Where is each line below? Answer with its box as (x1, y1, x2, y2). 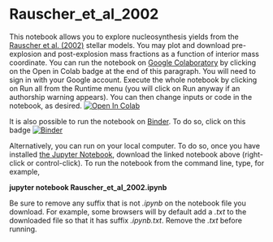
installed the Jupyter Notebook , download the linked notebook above (9, 149, 240, 159)
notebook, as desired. (9, 101, 82, 110)
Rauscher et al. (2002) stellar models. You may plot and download (9, 40, 230, 50)
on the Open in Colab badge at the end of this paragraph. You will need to (9, 66, 257, 76)
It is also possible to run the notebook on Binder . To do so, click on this (9, 116, 246, 126)
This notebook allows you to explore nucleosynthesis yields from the (9, 32, 239, 41)
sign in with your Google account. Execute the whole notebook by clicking (9, 75, 258, 84)
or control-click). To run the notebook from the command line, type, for (26, 158, 265, 167)
